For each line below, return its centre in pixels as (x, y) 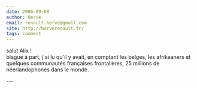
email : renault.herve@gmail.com (46, 23)
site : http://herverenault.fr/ (45, 28)
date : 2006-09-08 (28, 12)
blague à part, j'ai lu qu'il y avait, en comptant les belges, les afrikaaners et (99, 57)
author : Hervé (24, 17)
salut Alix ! (19, 51)
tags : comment (24, 34)
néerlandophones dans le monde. (48, 70)
